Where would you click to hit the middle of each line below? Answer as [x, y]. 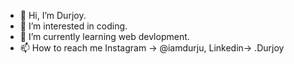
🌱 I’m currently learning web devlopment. [104, 36]
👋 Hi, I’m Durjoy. [53, 15]
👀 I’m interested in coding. [73, 26]
